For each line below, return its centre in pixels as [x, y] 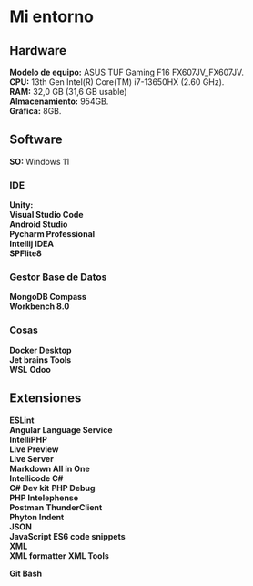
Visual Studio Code [46, 215]
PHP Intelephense [44, 498]
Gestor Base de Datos [58, 277]
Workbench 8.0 [40, 306]
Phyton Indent [37, 517]
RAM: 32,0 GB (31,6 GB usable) [68, 92]
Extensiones [46, 398]
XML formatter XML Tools [59, 555]
